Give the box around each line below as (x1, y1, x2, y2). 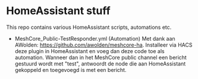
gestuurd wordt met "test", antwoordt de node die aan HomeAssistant (14, 60, 186, 67)
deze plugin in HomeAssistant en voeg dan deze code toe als (14, 47, 165, 54)
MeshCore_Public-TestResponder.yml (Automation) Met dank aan (14, 35, 175, 42)
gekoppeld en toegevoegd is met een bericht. (14, 66, 127, 73)
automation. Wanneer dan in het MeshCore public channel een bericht (14, 54, 187, 61)
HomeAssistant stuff (6, 4, 111, 18)
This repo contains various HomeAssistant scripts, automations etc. (6, 24, 172, 31)
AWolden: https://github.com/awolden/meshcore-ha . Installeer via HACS (14, 41, 193, 48)
